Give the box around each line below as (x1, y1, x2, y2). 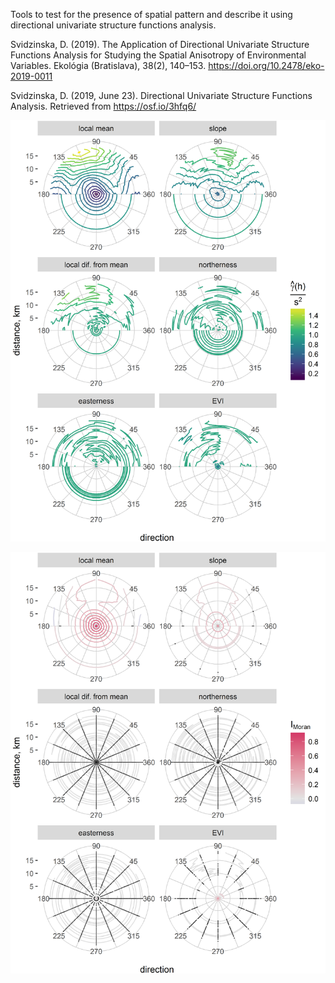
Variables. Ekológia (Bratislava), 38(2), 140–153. (10, 60, 207, 71)
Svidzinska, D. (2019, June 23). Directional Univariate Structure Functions (10, 90, 313, 101)
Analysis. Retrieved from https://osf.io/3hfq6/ (10, 100, 197, 112)
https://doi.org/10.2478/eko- (208, 60, 325, 71)
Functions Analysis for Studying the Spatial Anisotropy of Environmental (10, 49, 307, 61)
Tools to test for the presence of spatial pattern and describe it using (10, 9, 293, 20)
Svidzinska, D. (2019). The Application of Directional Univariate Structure (10, 39, 310, 50)
